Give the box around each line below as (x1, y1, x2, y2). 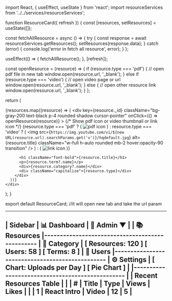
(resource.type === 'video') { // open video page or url (5, 77, 121, 82)
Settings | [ (119, 256, 155, 264)
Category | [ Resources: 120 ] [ (48, 240, 147, 248)
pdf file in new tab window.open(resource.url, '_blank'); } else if (5, 71, 139, 77)
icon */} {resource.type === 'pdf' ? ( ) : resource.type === (5, 124, 152, 129)
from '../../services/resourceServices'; (5, 10, 85, 16)
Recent (134, 271, 158, 280)
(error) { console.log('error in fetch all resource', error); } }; (5, 46, 129, 52)
